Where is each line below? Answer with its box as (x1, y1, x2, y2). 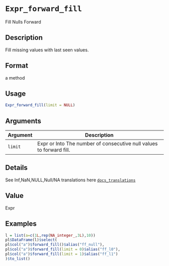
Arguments (5, 116, 42, 125)
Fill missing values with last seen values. (5, 47, 89, 53)
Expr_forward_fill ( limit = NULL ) (5, 103, 75, 108)
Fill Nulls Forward (5, 19, 41, 25)
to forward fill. (37, 147, 70, 154)
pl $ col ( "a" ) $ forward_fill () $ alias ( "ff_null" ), (5, 242, 105, 247)
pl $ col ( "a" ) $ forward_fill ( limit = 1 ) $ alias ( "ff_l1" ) (5, 251, 118, 256)
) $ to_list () (5, 256, 30, 261)
